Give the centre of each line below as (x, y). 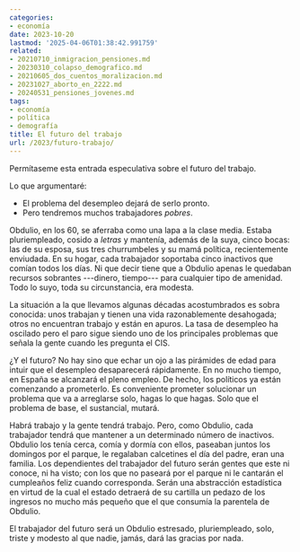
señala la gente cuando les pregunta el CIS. (90, 343)
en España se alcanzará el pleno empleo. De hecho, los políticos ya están (145, 379)
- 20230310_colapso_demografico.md (76, 68)
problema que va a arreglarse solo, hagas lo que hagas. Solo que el (134, 398)
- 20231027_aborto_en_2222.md (66, 84)
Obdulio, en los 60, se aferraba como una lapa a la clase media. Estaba (141, 230)
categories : (31, 18)
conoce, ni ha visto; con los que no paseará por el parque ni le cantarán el (146, 473)
